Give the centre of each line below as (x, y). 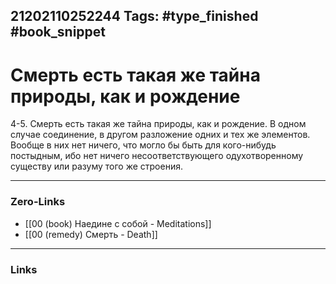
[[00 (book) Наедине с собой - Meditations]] (118, 223)
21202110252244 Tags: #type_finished (134, 16)
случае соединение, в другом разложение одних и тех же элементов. (160, 135)
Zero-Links (38, 202)
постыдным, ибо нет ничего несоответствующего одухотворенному (157, 156)
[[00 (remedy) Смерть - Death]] (91, 234)
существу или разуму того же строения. (96, 166)
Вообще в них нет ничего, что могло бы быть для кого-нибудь (143, 145)
